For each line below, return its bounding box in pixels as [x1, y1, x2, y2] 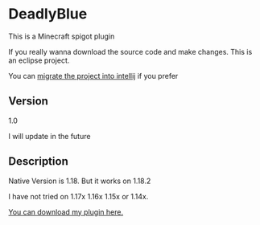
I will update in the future [8, 131, 91, 141]
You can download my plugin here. [8, 207, 123, 217]
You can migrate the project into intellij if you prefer [8, 71, 179, 80]
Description [8, 154, 68, 169]
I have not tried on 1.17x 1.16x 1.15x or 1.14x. [8, 191, 149, 201]
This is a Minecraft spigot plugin [8, 31, 115, 41]
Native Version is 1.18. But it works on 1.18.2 [8, 176, 151, 186]
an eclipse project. [8, 55, 70, 65]
